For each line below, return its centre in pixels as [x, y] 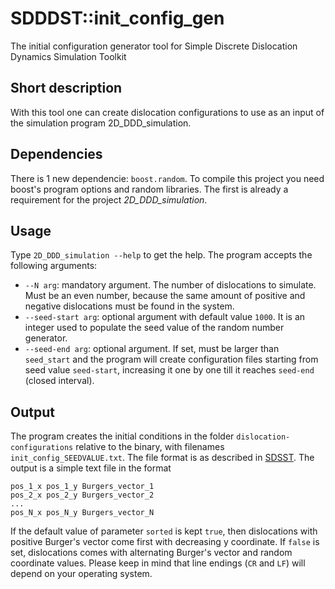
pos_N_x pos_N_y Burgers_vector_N [82, 513]
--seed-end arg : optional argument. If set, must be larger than [152, 349]
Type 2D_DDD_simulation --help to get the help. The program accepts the [161, 255]
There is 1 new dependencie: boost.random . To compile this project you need [167, 178]
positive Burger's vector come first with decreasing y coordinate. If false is [165, 542]
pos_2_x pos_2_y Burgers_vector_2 [82, 495]
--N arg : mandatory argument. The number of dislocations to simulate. [170, 285]
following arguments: [54, 266]
